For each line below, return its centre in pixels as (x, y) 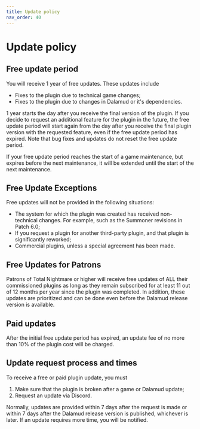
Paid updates (31, 323)
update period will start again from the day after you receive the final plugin (99, 126)
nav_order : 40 (24, 17)
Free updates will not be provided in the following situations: (80, 203)
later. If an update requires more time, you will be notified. (77, 419)
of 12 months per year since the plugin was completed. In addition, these (96, 292)
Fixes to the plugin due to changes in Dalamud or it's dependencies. (99, 101)
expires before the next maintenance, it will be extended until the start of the (100, 163)
